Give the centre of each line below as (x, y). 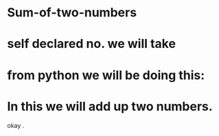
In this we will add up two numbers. (110, 106)
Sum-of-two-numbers (72, 13)
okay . (16, 125)
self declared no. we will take (92, 44)
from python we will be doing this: (106, 75)
